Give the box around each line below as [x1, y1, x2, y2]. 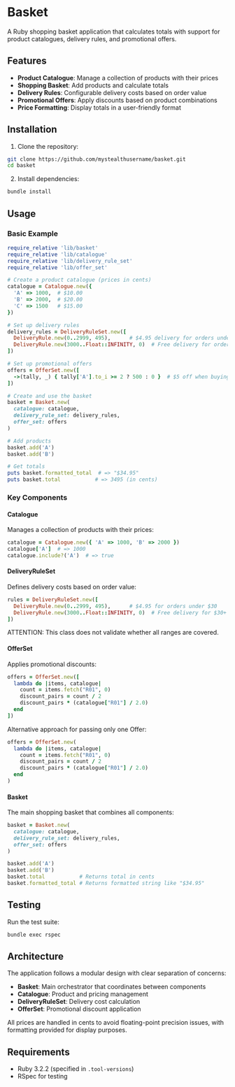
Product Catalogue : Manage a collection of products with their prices [17, 73, 219, 82]
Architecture [7, 951, 64, 963]
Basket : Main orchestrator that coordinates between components [17, 983, 206, 991]
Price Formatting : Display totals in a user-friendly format [17, 103, 182, 112]
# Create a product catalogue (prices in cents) [7, 277, 152, 284]
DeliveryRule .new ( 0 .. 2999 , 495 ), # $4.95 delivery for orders [13, 335, 215, 342]
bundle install [7, 188, 52, 196]
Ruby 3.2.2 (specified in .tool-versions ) [17, 1065, 134, 1073]
